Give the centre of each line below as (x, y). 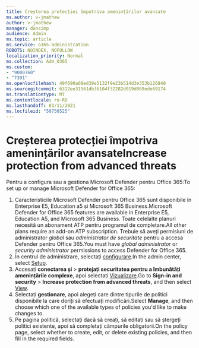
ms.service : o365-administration (48, 45)
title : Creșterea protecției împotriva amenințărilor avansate (86, 12)
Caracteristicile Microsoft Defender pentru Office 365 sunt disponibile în (103, 200)
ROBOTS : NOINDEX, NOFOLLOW (40, 50)
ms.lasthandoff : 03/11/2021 (41, 105)
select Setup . (31, 263)
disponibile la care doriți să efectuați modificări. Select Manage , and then (104, 301)
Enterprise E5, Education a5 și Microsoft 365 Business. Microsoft (93, 206)
